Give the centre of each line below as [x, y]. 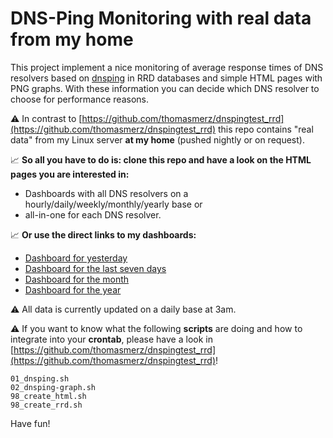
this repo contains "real [265, 129]
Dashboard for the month [77, 279]
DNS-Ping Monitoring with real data [161, 18]
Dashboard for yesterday [76, 258]
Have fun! [30, 423]
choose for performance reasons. [79, 99]
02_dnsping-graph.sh [53, 387]
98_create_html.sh [48, 396]
